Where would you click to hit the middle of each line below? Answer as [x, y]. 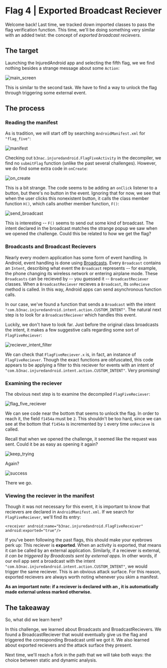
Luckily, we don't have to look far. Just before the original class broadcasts [82, 325]
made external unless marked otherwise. [48, 592]
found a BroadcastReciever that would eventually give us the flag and [76, 635]
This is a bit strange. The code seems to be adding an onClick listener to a [81, 188]
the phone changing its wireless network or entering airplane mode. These [82, 273]
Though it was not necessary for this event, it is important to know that [78, 506]
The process [25, 108]
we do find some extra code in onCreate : [46, 168]
